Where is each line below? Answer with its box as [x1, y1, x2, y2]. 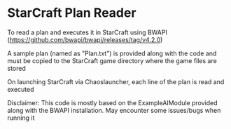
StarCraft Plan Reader [7, 5, 136, 21]
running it [7, 114, 35, 122]
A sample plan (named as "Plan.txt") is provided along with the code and [7, 49, 217, 57]
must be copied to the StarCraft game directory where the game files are [7, 56, 217, 64]
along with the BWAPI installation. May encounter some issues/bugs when [7, 106, 221, 114]
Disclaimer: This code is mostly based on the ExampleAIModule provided [7, 98, 218, 107]
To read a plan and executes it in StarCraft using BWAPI [7, 28, 168, 36]
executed [7, 85, 34, 93]
